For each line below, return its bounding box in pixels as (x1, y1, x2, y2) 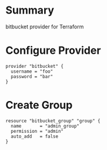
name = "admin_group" (11, 123, 80, 129)
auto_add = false (11, 133, 59, 139)
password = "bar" (11, 73, 53, 80)
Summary (5, 4, 54, 17)
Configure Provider (5, 44, 101, 57)
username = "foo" (11, 69, 53, 74)
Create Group (5, 99, 73, 112)
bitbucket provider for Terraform (5, 23, 84, 30)
